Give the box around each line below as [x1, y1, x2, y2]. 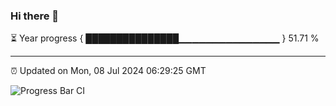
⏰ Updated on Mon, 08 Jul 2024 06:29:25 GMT [10, 65, 207, 77]
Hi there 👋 [10, 9, 60, 23]
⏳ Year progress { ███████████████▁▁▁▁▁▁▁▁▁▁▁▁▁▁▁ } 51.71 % [10, 32, 320, 44]
